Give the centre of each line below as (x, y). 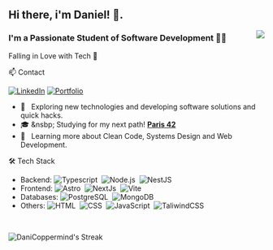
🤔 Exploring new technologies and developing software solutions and (138, 106)
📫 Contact (26, 72)
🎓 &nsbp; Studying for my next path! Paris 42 (98, 124)
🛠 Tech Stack (32, 161)
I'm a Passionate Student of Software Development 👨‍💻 (118, 38)
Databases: (39, 196)
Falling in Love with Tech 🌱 (53, 56)
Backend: (36, 179)
